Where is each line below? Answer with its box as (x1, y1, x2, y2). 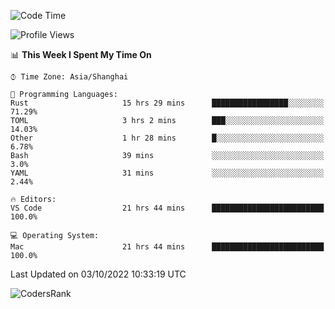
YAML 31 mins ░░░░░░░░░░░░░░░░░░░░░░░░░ (10, 168, 325, 178)
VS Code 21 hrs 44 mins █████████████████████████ (10, 203, 325, 213)
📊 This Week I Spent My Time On (10, 49, 152, 60)
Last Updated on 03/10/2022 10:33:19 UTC (10, 268, 187, 280)
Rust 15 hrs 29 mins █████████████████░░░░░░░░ (10, 98, 325, 108)
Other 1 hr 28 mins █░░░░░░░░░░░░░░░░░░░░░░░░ (10, 133, 325, 143)
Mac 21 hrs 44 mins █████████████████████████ (10, 242, 325, 252)
